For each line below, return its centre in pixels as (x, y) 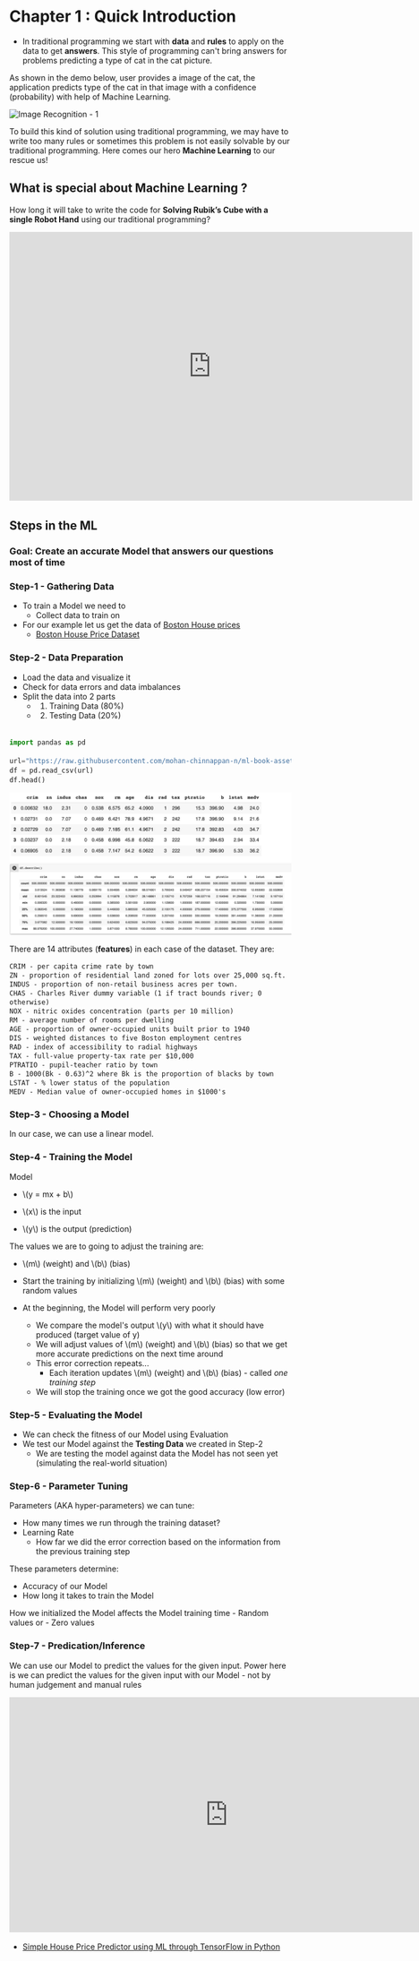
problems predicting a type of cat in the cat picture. (117, 60)
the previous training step (83, 1552)
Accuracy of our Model (64, 1587)
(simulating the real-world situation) (102, 1463)
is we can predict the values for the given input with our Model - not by (140, 1675)
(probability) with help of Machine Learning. (90, 97)
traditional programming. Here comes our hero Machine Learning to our (142, 151)
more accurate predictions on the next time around (129, 1354)
